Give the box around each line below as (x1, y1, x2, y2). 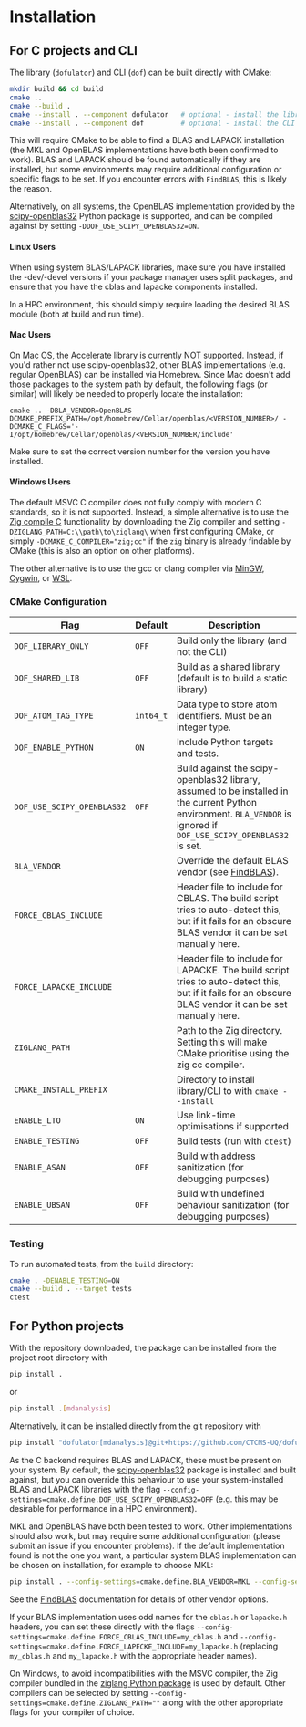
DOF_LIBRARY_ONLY (14, 641, 89, 651)
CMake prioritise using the (176, 1047, 290, 1060)
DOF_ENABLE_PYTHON (14, 743, 94, 754)
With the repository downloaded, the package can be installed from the (9, 1343, 278, 1354)
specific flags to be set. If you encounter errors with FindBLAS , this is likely (9, 173, 287, 184)
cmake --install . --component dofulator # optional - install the (9, 109, 280, 120)
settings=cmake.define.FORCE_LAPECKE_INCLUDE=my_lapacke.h (9, 1642, 239, 1651)
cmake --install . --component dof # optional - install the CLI (9, 119, 296, 128)
